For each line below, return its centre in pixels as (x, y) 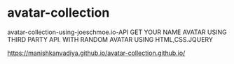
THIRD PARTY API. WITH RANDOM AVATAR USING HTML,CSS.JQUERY (110, 39)
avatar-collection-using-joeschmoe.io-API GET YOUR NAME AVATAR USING (117, 32)
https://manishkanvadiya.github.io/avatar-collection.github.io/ (96, 53)
